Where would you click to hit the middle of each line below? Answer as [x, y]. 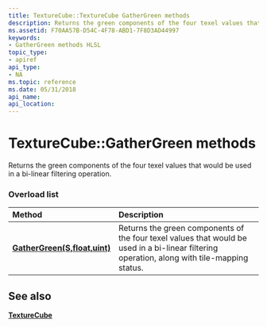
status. [131, 268]
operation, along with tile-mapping [183, 258]
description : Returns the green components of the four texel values [126, 23]
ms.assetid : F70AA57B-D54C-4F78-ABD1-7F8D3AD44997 [94, 30]
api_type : [25, 67]
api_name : [25, 97]
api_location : [32, 104]
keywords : [25, 38]
